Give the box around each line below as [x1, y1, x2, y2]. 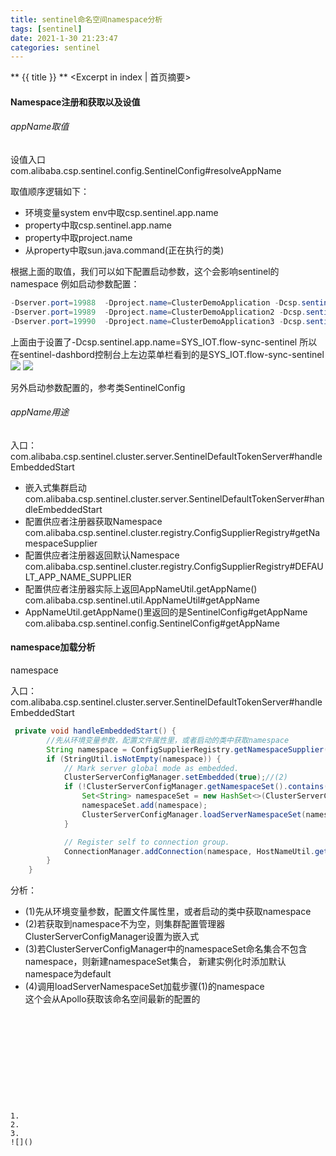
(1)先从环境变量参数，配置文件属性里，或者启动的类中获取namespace [24, 906, 312, 918]
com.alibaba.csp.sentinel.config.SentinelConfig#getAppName [24, 617, 280, 629]
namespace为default [24, 968, 112, 980]
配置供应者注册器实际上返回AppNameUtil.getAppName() [24, 582, 258, 595]
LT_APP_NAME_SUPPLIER [24, 571, 132, 583]
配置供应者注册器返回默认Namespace [24, 549, 180, 561]
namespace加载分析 [10, 641, 96, 653]
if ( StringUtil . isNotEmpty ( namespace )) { [46, 754, 222, 764]
